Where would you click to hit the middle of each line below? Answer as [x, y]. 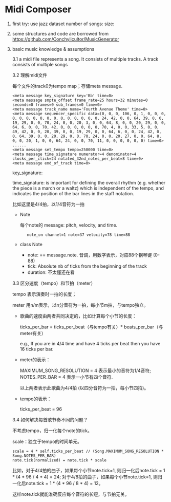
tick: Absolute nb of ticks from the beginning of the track [87, 266]
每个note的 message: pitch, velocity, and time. [69, 225]
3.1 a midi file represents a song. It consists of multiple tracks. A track [85, 59]
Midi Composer [38, 10]
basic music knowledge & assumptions [53, 49]
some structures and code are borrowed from [60, 33]
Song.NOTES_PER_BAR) [34, 456]
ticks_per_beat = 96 [41, 409]
